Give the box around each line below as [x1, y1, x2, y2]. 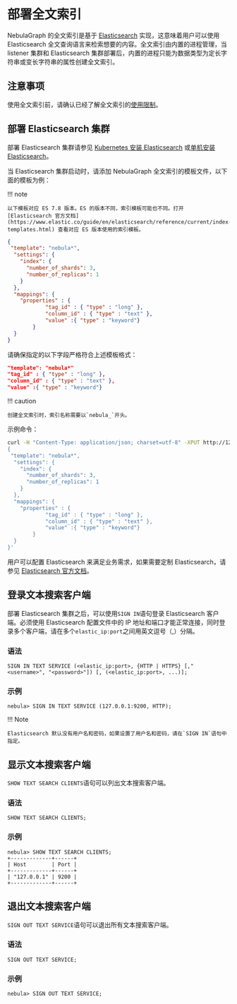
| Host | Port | [7, 861, 78, 868]
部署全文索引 [7, 6, 83, 23]
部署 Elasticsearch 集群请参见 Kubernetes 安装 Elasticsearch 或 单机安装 [7, 143, 216, 152]
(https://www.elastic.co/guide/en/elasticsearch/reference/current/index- [7, 218, 232, 226]
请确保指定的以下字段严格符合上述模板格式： [7, 350, 138, 358]
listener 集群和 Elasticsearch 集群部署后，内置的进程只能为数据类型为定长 [7, 49, 221, 57]
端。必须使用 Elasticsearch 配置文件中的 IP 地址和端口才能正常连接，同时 [7, 618, 220, 627]
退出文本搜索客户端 [7, 900, 91, 912]
